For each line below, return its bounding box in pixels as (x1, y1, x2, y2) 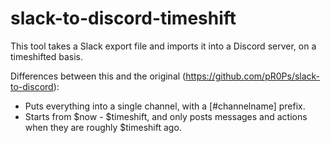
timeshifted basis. (10, 50, 84, 62)
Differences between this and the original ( (10, 70, 187, 82)
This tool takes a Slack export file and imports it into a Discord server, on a (10, 40, 317, 52)
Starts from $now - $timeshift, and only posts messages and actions (24, 110, 308, 122)
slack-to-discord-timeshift (10, 7, 237, 30)
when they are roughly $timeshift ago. (24, 121, 182, 133)
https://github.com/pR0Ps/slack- (185, 70, 321, 82)
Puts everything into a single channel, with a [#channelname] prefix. (24, 100, 306, 112)
